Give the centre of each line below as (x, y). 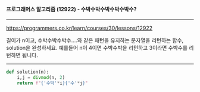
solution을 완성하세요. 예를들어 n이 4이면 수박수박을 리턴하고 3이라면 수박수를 (97, 48)
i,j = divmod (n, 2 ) (41, 78)
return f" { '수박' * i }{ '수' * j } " (52, 83)
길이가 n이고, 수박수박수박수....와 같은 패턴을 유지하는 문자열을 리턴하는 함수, (95, 40)
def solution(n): (28, 72)
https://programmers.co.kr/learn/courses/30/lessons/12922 (79, 28)
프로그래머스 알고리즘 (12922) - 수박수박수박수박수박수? (71, 9)
